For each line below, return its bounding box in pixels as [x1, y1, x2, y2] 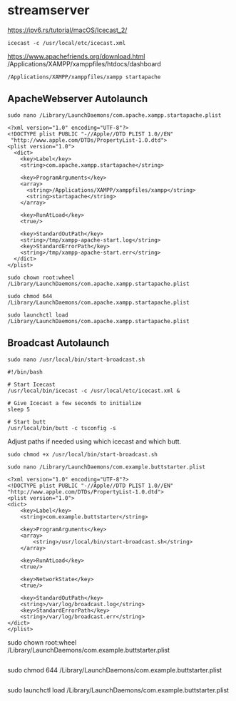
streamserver [7, 2, 90, 19]
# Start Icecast [7, 381, 56, 388]
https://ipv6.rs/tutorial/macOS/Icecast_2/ [7, 26, 128, 34]
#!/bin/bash [7, 368, 43, 376]
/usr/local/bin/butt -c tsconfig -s [7, 424, 116, 431]
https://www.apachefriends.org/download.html [7, 52, 145, 61]
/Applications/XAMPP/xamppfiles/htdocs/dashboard [7, 59, 162, 68]
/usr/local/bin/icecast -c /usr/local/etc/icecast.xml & [7, 387, 180, 394]
